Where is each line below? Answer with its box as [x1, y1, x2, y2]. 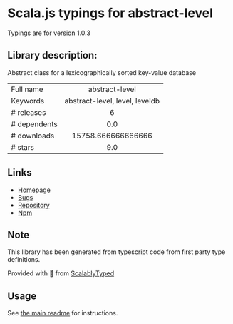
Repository [17, 201, 50, 209]
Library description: [7, 49, 98, 61]
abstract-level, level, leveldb [64, 96, 160, 106]
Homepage [17, 186, 51, 194]
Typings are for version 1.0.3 [7, 29, 91, 37]
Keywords [11, 96, 45, 106]
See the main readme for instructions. [7, 309, 118, 318]
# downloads [11, 131, 55, 141]
